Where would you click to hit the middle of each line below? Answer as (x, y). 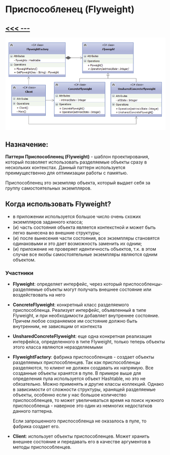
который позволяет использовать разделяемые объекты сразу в (76, 162)
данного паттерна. (33, 411)
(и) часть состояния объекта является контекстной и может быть (84, 227)
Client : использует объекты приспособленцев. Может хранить (81, 436)
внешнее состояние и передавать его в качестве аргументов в (82, 442)
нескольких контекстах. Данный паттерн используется (65, 168)
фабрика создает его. (36, 426)
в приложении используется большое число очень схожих (77, 216)
